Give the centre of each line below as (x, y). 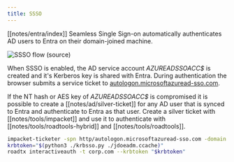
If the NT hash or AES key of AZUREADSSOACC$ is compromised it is (108, 96)
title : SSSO (24, 14)
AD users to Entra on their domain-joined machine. (80, 41)
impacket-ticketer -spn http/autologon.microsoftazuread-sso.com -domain (117, 139)
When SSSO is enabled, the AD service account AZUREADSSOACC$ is (109, 68)
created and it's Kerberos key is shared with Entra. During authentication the (117, 75)
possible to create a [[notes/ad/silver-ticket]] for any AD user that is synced (116, 104)
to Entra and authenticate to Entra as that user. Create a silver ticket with (111, 111)
